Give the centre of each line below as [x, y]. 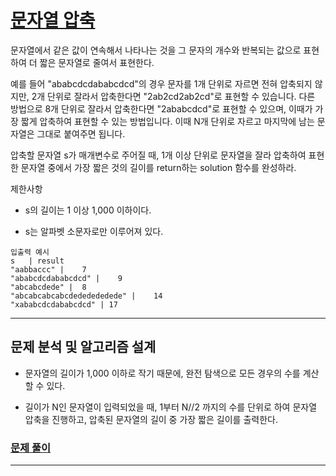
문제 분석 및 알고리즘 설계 [83, 347]
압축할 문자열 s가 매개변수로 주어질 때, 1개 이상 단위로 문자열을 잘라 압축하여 [158, 155]
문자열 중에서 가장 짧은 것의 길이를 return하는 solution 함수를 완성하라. [158, 167]
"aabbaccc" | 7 [48, 269]
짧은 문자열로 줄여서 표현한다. [97, 62]
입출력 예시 [30, 252]
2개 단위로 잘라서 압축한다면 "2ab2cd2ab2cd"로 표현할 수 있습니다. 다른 [173, 96]
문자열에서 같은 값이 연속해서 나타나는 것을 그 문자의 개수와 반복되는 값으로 [156, 50]
